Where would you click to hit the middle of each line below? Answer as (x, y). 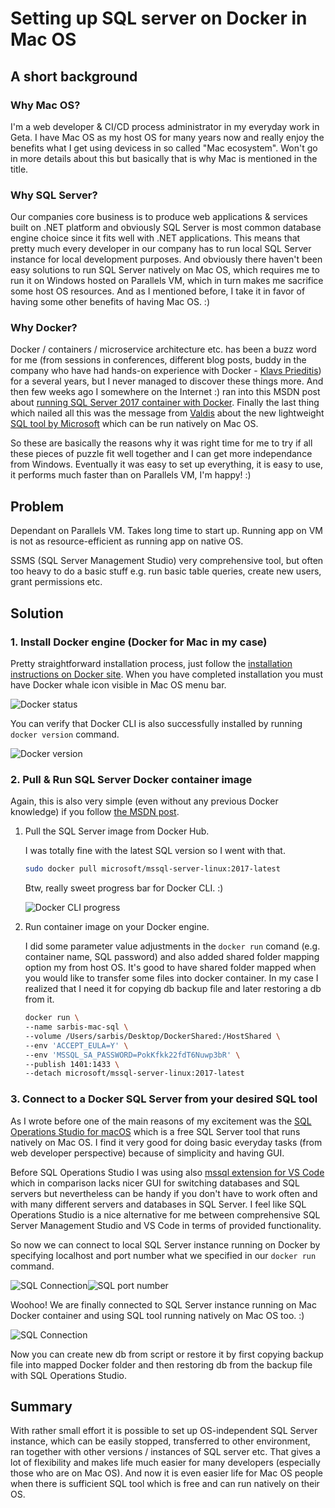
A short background (74, 76)
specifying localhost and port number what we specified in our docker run (163, 1255)
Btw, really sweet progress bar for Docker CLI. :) (124, 888)
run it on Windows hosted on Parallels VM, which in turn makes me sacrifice (167, 281)
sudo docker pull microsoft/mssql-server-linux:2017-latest (152, 869)
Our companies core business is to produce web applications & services (159, 217)
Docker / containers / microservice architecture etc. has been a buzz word (163, 349)
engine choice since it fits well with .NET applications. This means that (155, 238)
